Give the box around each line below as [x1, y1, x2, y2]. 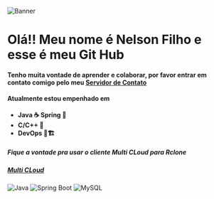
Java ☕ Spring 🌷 [17, 110, 67, 119]
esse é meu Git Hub [7, 47, 124, 63]
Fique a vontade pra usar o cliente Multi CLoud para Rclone [7, 148, 187, 156]
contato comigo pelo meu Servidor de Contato [7, 78, 147, 87]
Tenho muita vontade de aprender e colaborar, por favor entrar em [7, 70, 208, 79]
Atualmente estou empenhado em [7, 95, 110, 103]
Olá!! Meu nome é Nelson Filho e [7, 32, 202, 48]
